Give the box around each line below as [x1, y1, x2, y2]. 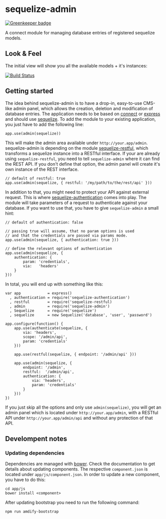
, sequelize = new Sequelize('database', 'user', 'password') [9, 312, 153, 317]
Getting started [5, 87, 54, 95]
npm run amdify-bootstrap [5, 509, 59, 515]
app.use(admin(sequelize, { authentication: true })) [5, 237, 119, 243]
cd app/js [5, 487, 26, 492]
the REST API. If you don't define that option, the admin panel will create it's [5, 161, 161, 167]
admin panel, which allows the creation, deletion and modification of [13, 105, 153, 111]
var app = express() [5, 290, 72, 295]
